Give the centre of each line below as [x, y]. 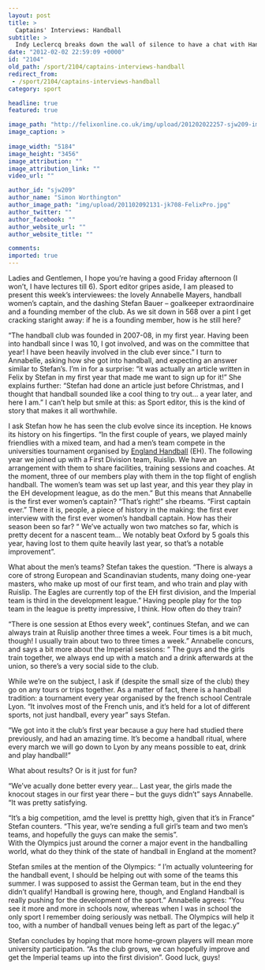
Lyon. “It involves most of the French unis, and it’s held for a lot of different [129, 706]
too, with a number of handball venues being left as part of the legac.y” [124, 925]
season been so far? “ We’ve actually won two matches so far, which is [123, 526]
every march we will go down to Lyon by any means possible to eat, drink [127, 747]
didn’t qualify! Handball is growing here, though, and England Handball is [127, 892]
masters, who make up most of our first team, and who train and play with [128, 584]
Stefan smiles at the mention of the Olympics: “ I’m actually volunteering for [131, 867]
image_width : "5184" [42, 147]
